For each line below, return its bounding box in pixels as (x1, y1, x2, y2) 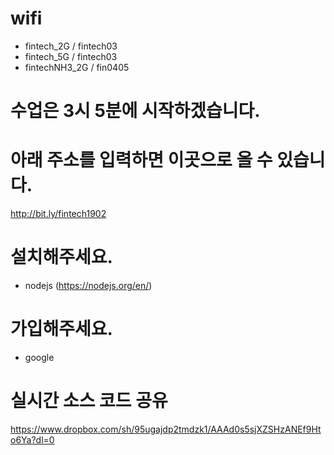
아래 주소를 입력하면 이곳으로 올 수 (10, 149, 273, 172)
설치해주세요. (10, 246, 113, 269)
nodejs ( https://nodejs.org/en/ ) (24, 280, 153, 291)
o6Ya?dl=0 (10, 433, 55, 446)
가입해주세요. (10, 318, 113, 341)
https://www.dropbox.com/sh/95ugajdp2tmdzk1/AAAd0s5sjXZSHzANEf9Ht (10, 423, 322, 435)
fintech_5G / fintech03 (24, 50, 118, 62)
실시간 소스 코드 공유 (10, 390, 168, 412)
